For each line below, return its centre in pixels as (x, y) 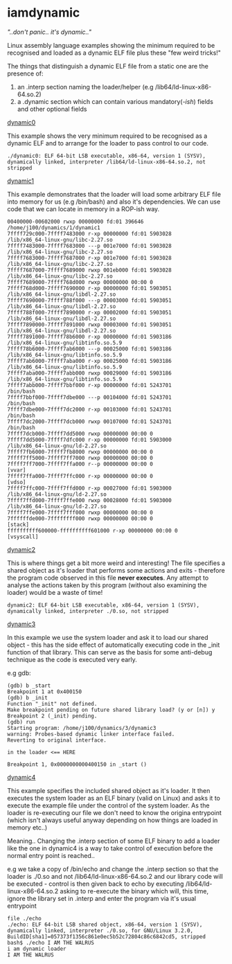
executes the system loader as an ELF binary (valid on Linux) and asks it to (114, 798)
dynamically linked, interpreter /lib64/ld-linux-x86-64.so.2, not (107, 162)
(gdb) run (21, 722)
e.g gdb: (19, 672)
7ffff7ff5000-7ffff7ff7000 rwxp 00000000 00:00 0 (80, 458)
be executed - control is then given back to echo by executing (96, 884)
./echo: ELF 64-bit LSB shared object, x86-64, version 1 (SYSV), (105, 925)
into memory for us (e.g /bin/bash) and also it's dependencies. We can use (114, 202)
